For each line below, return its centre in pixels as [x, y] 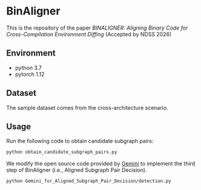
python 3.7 [28, 68]
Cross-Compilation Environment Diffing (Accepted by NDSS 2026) [89, 34]
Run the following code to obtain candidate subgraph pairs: [80, 141]
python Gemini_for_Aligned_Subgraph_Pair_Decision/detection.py [89, 181]
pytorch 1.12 [30, 74]
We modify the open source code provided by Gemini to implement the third [101, 163]
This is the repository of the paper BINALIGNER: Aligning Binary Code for [97, 28]
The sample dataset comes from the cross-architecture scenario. [87, 107]
